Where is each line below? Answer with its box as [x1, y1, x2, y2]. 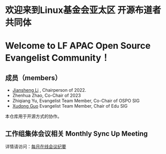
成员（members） [5, 73, 62, 82]
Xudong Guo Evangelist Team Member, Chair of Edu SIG [12, 103, 128, 109]
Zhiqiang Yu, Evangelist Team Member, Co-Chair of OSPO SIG [12, 98, 140, 104]
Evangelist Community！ [5, 52, 110, 64]
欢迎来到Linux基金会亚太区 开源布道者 [5, 4, 162, 16]
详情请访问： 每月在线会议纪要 [5, 144, 66, 150]
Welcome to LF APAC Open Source [5, 40, 151, 51]
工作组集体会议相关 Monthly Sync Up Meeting [5, 129, 148, 138]
